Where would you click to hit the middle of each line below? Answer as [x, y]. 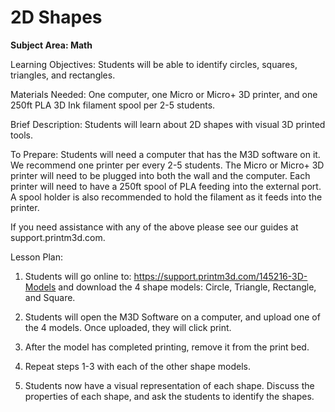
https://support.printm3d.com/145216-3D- [220, 276]
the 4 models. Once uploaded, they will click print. [128, 327]
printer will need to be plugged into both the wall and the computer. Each [160, 175]
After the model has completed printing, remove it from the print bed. [167, 347]
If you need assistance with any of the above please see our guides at [154, 227]
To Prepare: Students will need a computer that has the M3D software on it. [165, 154]
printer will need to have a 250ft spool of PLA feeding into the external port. [166, 186]
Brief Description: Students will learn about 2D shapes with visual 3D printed [168, 124]
